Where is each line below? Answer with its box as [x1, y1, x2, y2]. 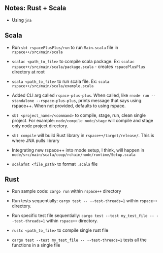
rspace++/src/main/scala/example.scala [11, 83, 94, 88]
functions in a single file [11, 242, 61, 248]
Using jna [11, 17, 32, 23]
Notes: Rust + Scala [4, 4, 66, 12]
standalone [11, 98, 34, 103]
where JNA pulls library [11, 138, 60, 144]
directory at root [11, 69, 45, 74]
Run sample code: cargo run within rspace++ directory [11, 188, 122, 194]
